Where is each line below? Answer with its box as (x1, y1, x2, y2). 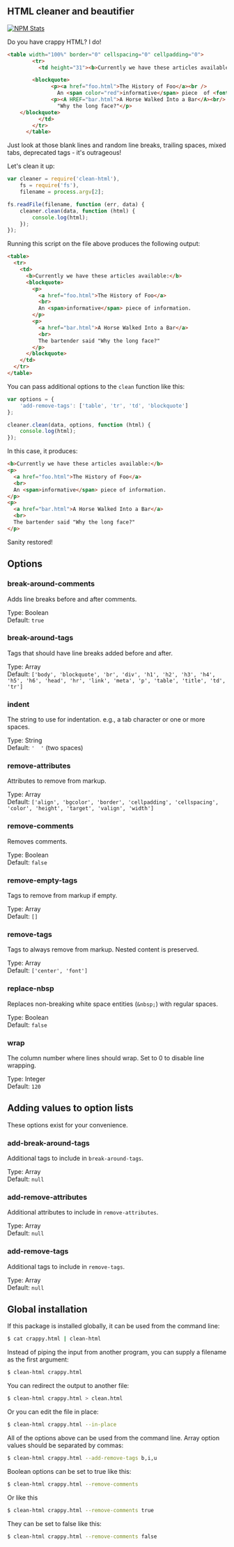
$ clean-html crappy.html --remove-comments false (7, 1533, 157, 1540)
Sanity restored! (7, 538, 54, 546)
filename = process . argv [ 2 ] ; (19, 188, 104, 196)
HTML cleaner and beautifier (7, 6, 134, 17)
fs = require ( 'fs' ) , (19, 182, 79, 189)
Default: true (7, 616, 45, 624)
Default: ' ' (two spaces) (7, 744, 84, 752)
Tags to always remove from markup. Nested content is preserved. (7, 945, 199, 954)
